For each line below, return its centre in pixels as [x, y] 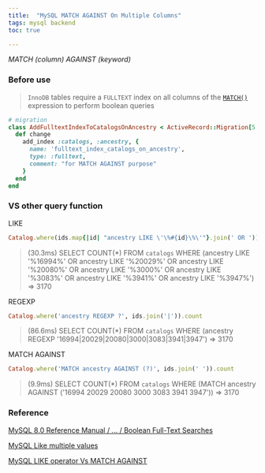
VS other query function [56, 206]
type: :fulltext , [58, 157]
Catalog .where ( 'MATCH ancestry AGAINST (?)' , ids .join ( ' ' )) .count [121, 369]
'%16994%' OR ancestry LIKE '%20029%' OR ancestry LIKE [126, 261]
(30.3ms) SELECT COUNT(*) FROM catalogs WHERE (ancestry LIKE [138, 252]
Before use [30, 80]
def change [33, 135]
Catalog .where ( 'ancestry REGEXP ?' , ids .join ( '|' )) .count [105, 316]
